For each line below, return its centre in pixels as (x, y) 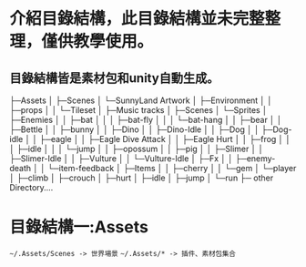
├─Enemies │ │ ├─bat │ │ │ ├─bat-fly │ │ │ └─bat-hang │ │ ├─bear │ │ (146, 120)
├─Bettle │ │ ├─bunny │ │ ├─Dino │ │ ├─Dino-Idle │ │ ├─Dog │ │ (134, 129)
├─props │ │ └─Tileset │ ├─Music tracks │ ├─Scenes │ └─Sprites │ (138, 110)
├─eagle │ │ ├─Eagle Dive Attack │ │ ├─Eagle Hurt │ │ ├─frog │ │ (165, 139)
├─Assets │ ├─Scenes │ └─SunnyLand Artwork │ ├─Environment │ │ (141, 100)
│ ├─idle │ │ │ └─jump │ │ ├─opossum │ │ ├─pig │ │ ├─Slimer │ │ (137, 149)
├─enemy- (255, 159)
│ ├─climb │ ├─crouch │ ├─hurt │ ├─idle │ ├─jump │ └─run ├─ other (142, 178)
